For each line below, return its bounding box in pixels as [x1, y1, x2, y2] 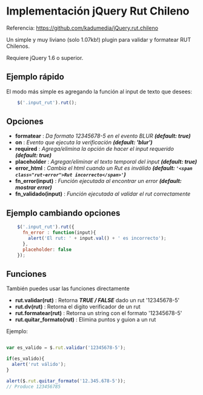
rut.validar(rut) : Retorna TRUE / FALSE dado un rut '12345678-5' [15, 297, 180, 304]
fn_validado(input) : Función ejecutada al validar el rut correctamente [15, 190, 191, 198]
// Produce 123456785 [6, 383, 61, 390]
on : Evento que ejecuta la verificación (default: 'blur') [15, 139, 153, 146]
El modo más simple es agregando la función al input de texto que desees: [6, 88, 193, 95]
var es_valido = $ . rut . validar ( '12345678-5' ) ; [6, 345, 126, 351]
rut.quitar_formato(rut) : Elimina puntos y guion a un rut [15, 316, 156, 324]
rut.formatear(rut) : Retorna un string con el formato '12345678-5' [15, 310, 182, 317]
